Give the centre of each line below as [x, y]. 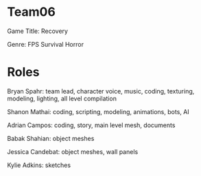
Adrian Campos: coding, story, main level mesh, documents [91, 125]
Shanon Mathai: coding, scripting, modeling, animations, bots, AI [98, 111]
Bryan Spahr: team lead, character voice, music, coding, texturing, [101, 91]
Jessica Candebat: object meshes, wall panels [73, 151]
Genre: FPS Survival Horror [46, 44]
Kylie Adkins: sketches [39, 165]
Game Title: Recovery [38, 31]
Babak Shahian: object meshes [51, 138]
